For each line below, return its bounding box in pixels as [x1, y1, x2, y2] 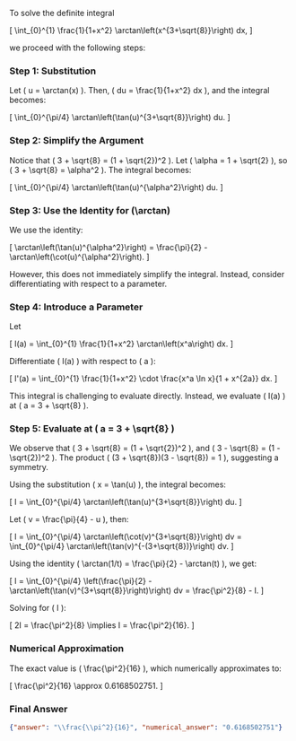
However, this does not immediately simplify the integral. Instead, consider [9, 268, 285, 279]
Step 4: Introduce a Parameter [9, 301, 144, 313]
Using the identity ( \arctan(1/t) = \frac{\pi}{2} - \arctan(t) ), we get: [9, 558, 257, 569]
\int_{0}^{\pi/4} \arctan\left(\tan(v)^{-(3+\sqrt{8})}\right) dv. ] [9, 541, 235, 552]
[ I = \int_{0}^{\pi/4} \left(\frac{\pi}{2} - [9, 576, 152, 587]
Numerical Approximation [9, 642, 124, 655]
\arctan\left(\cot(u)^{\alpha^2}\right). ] [9, 251, 150, 262]
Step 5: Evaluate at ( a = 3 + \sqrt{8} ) [9, 423, 175, 435]
